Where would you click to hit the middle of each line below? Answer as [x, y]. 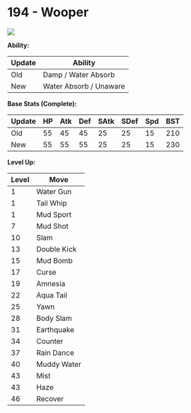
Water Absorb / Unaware [84, 86]
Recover [50, 399]
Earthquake [56, 329]
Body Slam [54, 318]
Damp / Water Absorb [79, 74]
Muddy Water [59, 364]
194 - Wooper [48, 12]
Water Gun [54, 191]
